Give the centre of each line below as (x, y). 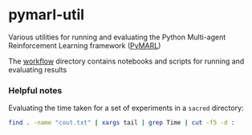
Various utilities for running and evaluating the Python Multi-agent (117, 37)
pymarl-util (47, 15)
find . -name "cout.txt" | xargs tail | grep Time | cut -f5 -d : (122, 123)
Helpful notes (35, 90)
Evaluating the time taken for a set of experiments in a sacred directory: (126, 108)
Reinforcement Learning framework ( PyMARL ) (85, 45)
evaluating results (38, 69)
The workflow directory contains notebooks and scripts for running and (126, 61)
